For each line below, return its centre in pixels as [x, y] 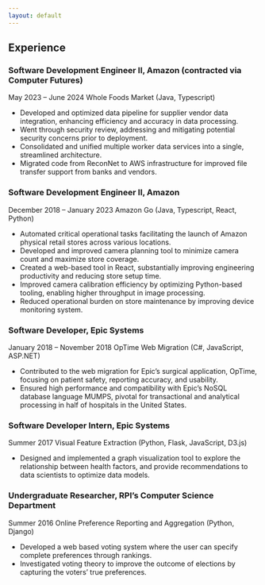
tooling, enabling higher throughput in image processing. [112, 292]
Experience [37, 48]
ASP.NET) [25, 356]
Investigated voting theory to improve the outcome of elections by [127, 564]
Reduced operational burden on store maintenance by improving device [137, 301]
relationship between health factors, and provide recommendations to [134, 467]
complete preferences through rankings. [86, 555]
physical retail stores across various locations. [95, 242]
